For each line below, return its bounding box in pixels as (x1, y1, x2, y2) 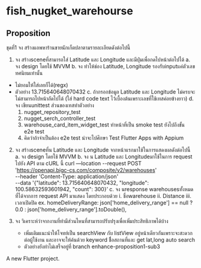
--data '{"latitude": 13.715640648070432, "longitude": (14, 179, 149, 186)
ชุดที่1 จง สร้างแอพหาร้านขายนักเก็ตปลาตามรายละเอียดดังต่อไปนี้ (6, 44, 131, 51)
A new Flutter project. (6, 255, 60, 262)
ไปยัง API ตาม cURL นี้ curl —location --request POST (14, 160, 142, 167)
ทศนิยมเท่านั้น (14, 70, 43, 76)
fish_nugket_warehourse (6, 4, 133, 18)
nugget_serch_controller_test (23, 115, 96, 122)
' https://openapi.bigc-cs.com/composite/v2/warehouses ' (14, 167, 157, 173)
